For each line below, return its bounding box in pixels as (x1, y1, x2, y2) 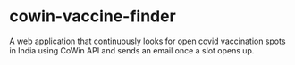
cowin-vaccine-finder (9, 6, 176, 27)
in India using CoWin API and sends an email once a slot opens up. (9, 45, 255, 55)
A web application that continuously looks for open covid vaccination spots (9, 36, 286, 46)
